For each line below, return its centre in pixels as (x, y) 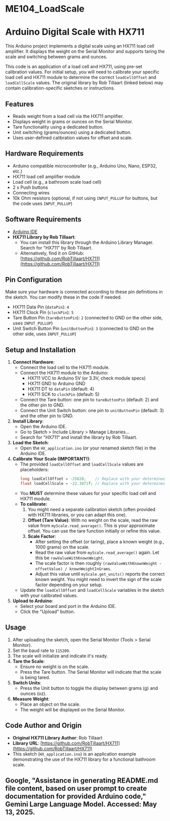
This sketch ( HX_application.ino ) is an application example (74, 754)
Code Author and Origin (44, 726)
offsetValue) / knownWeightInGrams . (73, 568)
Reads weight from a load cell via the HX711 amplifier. (68, 116)
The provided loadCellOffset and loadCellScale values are (82, 464)
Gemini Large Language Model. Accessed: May (81, 804)
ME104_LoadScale (45, 9)
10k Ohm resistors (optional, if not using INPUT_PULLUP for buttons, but (85, 198)
